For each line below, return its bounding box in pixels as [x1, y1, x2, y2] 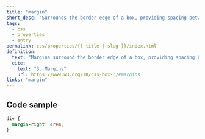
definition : [6, 49, 37, 55]
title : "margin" [6, 9, 48, 15]
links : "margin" [6, 77, 48, 83]
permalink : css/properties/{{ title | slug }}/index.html [6, 43, 157, 49]
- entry [12, 37, 32, 43]
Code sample [6, 99, 58, 110]
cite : [12, 60, 26, 66]
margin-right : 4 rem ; [12, 121, 64, 127]
